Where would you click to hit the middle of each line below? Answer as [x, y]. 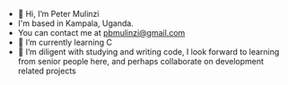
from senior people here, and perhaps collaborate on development [141, 61]
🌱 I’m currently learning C [65, 42]
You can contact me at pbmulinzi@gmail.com [101, 33]
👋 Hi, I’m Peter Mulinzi [58, 14]
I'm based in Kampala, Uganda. [76, 23]
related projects [47, 71]
